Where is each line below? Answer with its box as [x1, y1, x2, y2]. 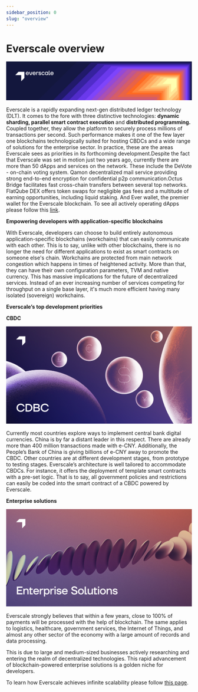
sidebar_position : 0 [6, 9, 57, 15]
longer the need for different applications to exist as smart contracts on [6, 248, 179, 255]
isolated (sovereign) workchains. [6, 292, 85, 299]
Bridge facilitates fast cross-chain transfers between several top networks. [6, 181, 188, 188]
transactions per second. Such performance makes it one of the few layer [6, 131, 186, 138]
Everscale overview [6, 42, 105, 55]
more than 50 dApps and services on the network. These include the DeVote [6, 162, 192, 169]
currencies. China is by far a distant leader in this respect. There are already [6, 436, 191, 443]
